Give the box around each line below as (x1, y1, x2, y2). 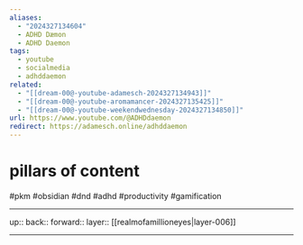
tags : (9, 47, 30, 56)
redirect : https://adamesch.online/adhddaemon (9, 122, 188, 132)
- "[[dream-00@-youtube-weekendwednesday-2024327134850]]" (17, 105, 244, 114)
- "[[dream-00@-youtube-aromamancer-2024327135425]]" (17, 96, 224, 106)
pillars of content (9, 161, 140, 181)
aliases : (9, 13, 42, 23)
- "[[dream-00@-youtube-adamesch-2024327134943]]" (17, 88, 212, 97)
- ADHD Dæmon (17, 30, 67, 39)
